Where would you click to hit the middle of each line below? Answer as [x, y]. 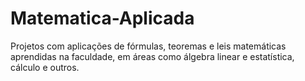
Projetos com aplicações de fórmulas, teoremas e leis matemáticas [148, 46]
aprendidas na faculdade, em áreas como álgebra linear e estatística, [152, 56]
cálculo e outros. [45, 67]
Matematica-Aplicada [102, 18]
